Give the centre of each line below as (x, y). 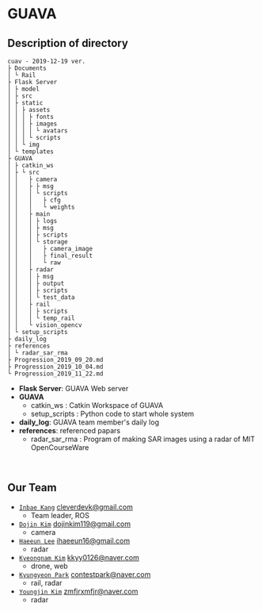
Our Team (32, 488)
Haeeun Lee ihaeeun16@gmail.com (74, 540)
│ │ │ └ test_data (42, 298)
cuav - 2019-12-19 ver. (47, 61)
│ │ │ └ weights (42, 207)
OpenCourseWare (60, 448)
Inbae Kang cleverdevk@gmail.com (76, 507)
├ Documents (27, 68)
